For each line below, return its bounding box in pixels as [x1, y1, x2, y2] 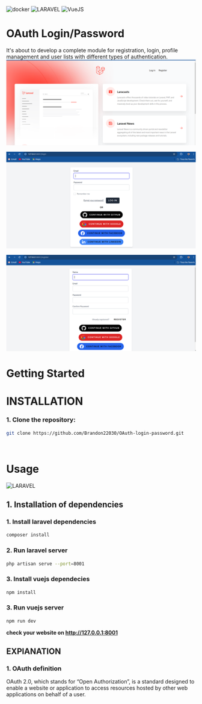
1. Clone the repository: [6, 416, 76, 424]
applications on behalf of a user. [6, 691, 86, 698]
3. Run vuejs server [6, 603, 64, 612]
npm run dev [6, 618, 36, 624]
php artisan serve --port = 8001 [6, 561, 85, 567]
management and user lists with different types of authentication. [6, 53, 168, 60]
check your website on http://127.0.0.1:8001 [6, 629, 118, 636]
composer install [6, 532, 50, 538]
